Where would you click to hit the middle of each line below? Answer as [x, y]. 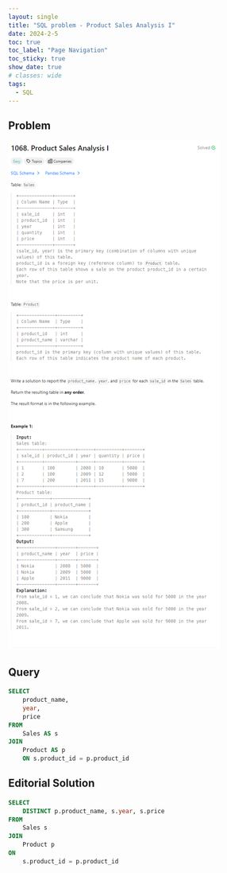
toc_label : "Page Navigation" [58, 51]
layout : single [33, 17]
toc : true [25, 42]
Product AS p [44, 750]
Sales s [35, 828]
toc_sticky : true [37, 59]
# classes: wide [35, 76]
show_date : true [35, 68]
